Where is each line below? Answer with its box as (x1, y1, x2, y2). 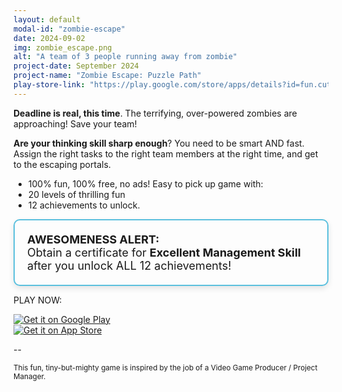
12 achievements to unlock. (27, 199, 141, 211)
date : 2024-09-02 (13, 33, 86, 43)
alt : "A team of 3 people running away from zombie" (13, 52, 238, 62)
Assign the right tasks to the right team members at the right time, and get (13, 147, 319, 160)
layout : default (13, 14, 81, 25)
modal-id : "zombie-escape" (13, 24, 126, 34)
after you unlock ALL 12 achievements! (27, 258, 232, 273)
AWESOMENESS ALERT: (27, 232, 160, 246)
